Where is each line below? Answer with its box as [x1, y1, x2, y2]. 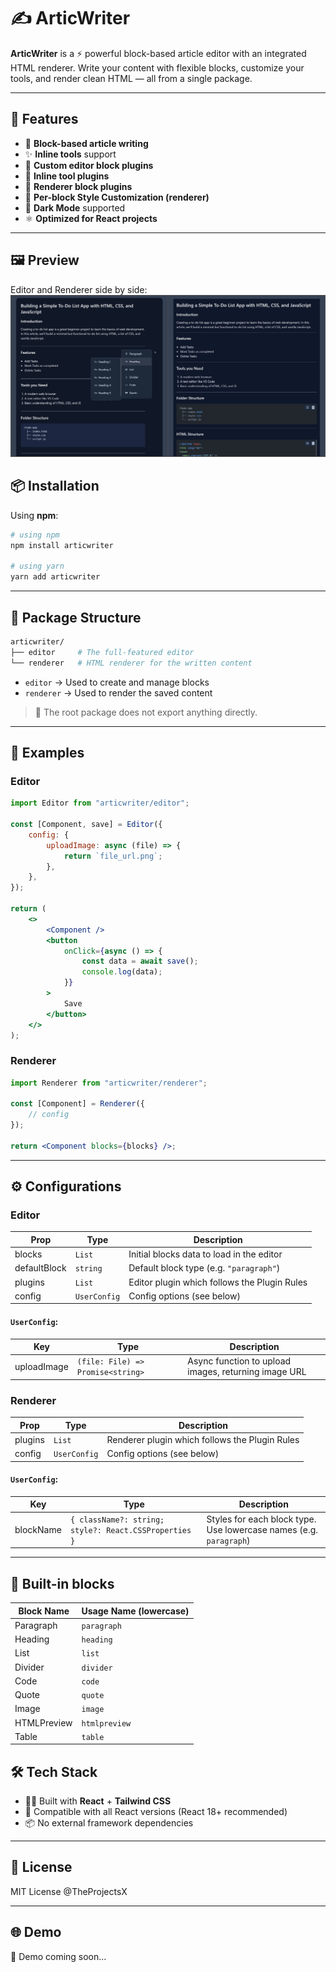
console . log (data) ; [81, 967, 163, 977]
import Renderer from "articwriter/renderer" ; [10, 1078, 208, 1088]
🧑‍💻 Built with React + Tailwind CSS [24, 1795, 172, 1807]
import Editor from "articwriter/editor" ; [10, 798, 190, 809]
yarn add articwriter [10, 572, 101, 582]
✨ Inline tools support [24, 148, 117, 160]
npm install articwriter [10, 540, 114, 550]
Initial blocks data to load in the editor [128, 1248, 283, 1260]
